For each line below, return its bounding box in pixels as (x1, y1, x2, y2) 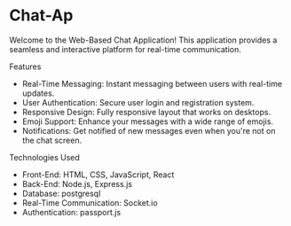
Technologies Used (9, 152, 80, 162)
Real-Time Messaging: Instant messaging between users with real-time (21, 78, 282, 89)
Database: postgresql (21, 188, 101, 199)
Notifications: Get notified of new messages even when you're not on (21, 125, 276, 136)
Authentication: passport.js (21, 207, 122, 217)
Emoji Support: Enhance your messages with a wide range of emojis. (21, 116, 273, 127)
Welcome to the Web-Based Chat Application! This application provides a (9, 35, 278, 45)
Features (9, 61, 42, 72)
